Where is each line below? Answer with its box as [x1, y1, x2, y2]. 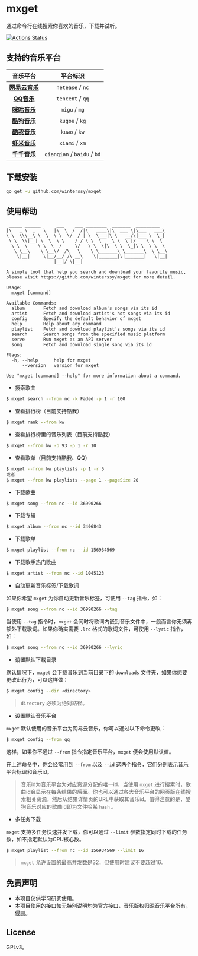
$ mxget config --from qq [6, 736, 70, 742]
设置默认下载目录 [14, 656, 57, 663]
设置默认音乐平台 [14, 712, 57, 719]
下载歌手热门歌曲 [14, 559, 57, 566]
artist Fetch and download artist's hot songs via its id [11, 311, 170, 316]
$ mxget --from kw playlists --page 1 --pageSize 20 [6, 477, 139, 483]
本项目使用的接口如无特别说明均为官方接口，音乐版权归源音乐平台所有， [14, 902, 191, 910]
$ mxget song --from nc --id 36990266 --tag [6, 606, 118, 612]
